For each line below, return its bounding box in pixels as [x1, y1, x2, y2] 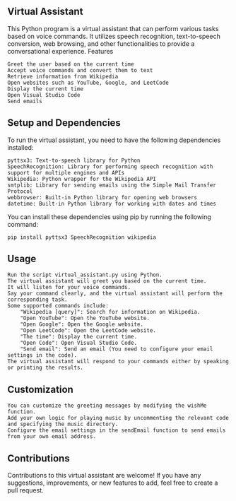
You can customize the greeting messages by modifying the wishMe [7, 402, 207, 409]
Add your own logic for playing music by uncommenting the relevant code [7, 415, 230, 422]
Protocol [7, 187, 33, 195]
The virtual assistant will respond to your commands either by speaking [7, 358, 230, 365]
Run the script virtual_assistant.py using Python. [7, 271, 163, 278]
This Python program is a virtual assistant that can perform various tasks [7, 24, 219, 33]
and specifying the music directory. [7, 420, 119, 428]
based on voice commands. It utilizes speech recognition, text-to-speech [7, 32, 220, 40]
